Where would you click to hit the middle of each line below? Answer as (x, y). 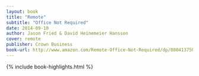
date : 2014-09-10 (28, 28)
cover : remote (24, 39)
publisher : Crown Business (39, 45)
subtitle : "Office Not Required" (47, 22)
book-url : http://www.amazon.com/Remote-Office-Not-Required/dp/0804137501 (102, 50)
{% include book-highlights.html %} (50, 67)
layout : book (22, 11)
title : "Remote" (26, 17)
